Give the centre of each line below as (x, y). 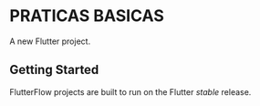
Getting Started (54, 70)
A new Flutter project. (50, 41)
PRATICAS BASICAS (87, 16)
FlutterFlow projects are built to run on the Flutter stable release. (130, 91)
